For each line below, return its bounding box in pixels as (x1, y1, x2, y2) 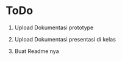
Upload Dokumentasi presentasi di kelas (14, 35, 117, 43)
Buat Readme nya (14, 47, 59, 55)
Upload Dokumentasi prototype (14, 24, 94, 31)
